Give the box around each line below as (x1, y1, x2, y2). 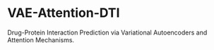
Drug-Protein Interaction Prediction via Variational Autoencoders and (7, 28, 208, 37)
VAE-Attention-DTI (7, 5, 120, 21)
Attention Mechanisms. (7, 35, 75, 44)
